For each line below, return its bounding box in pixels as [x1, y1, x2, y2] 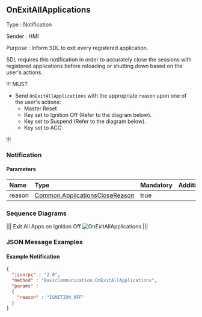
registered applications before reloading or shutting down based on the [6, 62, 183, 69]
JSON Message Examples [6, 238, 83, 246]
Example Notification [6, 253, 60, 260]
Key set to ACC [23, 124, 62, 131]
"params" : [11, 283, 39, 289]
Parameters [6, 166, 36, 173]
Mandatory [140, 181, 173, 189]
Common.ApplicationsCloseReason [34, 191, 135, 199]
